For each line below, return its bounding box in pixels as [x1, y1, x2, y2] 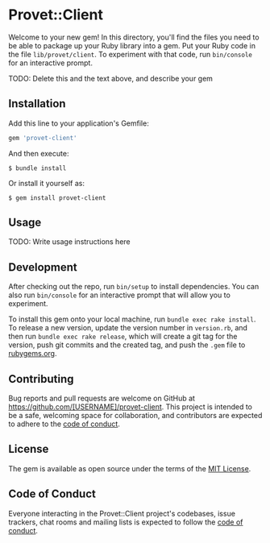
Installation [8, 97, 66, 110]
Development [8, 260, 78, 274]
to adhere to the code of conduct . [8, 419, 121, 429]
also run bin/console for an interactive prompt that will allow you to [8, 290, 231, 300]
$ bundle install [8, 164, 67, 172]
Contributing [8, 372, 74, 386]
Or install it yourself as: [8, 178, 85, 188]
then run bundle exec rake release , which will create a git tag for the [8, 332, 238, 342]
